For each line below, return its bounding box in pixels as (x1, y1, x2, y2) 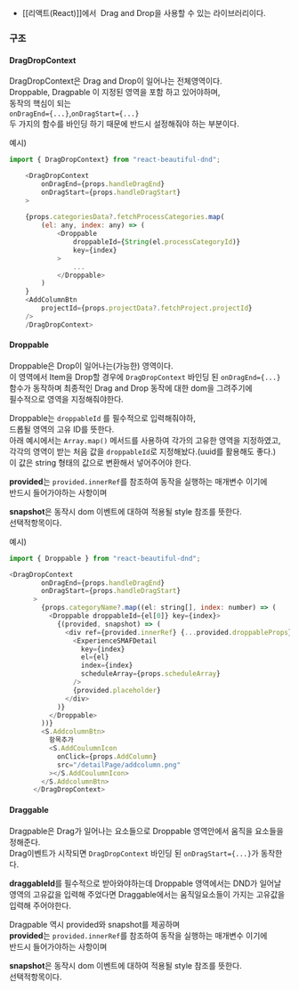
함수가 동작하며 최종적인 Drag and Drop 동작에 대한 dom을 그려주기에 (9, 382, 253, 394)
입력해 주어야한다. (9, 900, 72, 911)
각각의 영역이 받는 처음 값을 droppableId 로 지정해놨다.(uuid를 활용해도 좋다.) (9, 446, 277, 457)
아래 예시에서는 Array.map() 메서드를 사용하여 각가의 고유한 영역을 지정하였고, (9, 434, 281, 445)
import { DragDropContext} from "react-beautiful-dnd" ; (9, 155, 221, 165)
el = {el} (80, 653, 109, 661)
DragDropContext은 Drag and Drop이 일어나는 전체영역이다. (9, 76, 222, 86)
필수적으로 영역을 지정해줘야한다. (9, 394, 125, 404)
